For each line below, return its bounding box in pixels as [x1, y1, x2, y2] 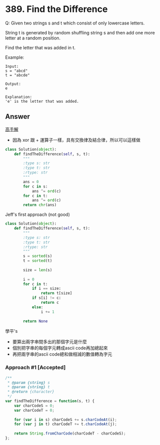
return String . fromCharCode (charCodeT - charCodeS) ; [14, 431, 126, 436]
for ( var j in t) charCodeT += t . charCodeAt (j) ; [14, 422, 117, 427]
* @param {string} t [7, 385, 50, 390]
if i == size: [31, 286, 61, 291]
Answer [5, 112, 30, 121]
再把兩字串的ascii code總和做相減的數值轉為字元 [12, 351, 112, 357]
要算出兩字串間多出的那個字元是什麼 [12, 339, 87, 345]
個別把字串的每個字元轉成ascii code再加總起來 [12, 345, 108, 351]
